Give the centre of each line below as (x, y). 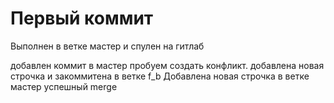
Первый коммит (82, 18)
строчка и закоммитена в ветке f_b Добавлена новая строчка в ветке (160, 76)
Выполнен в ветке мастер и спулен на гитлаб (107, 46)
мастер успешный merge (64, 86)
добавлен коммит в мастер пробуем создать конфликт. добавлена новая (167, 65)
